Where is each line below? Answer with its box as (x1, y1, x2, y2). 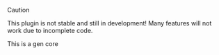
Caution (7, 6, 30, 14)
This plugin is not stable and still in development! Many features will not (7, 19, 212, 27)
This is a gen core (7, 40, 59, 47)
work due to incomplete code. (7, 27, 93, 34)
